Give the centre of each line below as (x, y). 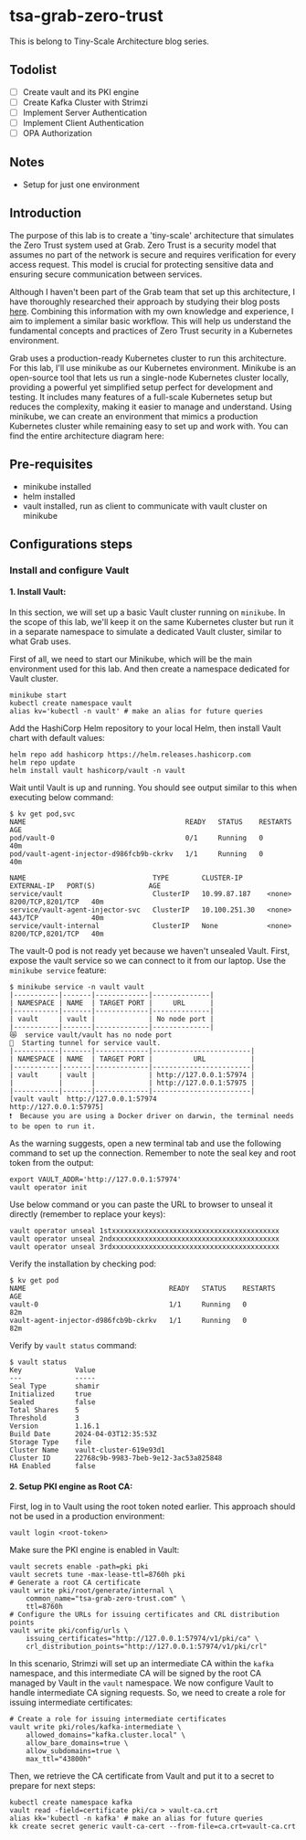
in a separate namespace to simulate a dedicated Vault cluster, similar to (146, 632)
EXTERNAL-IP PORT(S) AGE (85, 886)
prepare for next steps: (53, 1786)
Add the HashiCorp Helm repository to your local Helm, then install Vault (145, 728)
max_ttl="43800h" (59, 1760)
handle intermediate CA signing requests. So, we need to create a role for (148, 1693)
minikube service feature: (58, 970)
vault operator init (49, 1188)
